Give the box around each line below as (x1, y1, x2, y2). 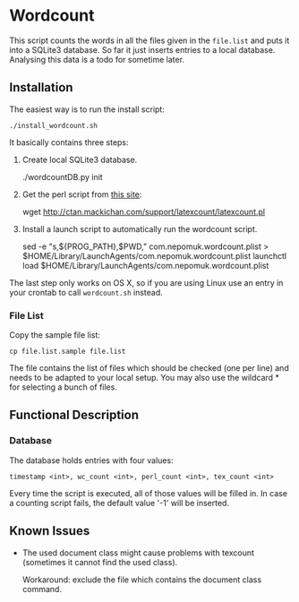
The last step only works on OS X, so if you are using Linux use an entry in (9, 277, 284, 288)
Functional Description (9, 408, 140, 423)
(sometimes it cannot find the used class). (21, 556, 178, 567)
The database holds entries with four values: (9, 454, 174, 466)
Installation (9, 80, 73, 95)
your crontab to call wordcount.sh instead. (9, 287, 163, 297)
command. (21, 583, 63, 594)
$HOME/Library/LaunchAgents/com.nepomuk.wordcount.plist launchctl (21, 250, 287, 261)
